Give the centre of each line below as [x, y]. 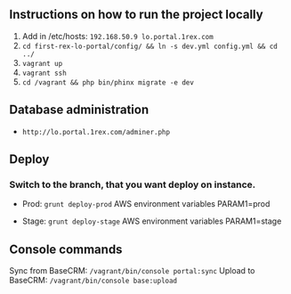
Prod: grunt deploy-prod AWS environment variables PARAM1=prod [146, 204]
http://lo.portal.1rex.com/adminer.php [96, 132]
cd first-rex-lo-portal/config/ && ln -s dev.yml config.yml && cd [150, 46]
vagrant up [42, 63]
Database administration [79, 110]
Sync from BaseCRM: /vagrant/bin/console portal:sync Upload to [132, 271]
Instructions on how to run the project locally [137, 15]
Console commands [66, 249]
